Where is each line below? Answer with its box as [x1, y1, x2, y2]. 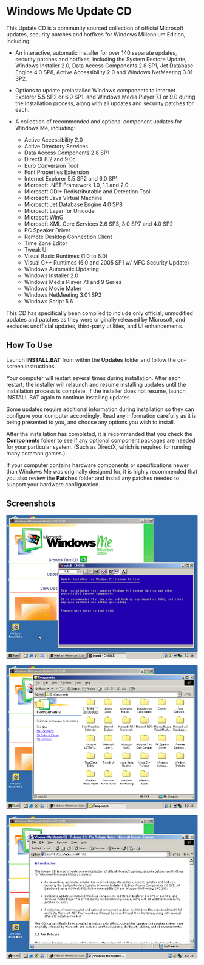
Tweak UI [24, 246, 48, 253]
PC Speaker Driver [24, 226, 71, 233]
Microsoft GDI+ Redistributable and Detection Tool [24, 187, 151, 195]
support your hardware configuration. [6, 480, 100, 488]
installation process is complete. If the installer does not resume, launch [6, 387, 186, 395]
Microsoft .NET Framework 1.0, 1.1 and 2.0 [24, 181, 129, 189]
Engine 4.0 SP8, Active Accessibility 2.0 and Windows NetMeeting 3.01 [15, 68, 193, 75]
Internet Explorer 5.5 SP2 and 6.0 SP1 [24, 175, 118, 182]
